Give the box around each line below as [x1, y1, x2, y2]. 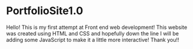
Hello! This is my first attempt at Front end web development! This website [6, 24, 188, 31]
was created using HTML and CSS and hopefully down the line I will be [6, 30, 179, 37]
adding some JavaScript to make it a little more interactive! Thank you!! [6, 36, 179, 43]
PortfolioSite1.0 [6, 4, 83, 18]
